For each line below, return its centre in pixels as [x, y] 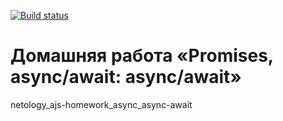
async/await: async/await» [126, 77]
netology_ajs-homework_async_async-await [101, 104]
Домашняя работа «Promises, [142, 56]
